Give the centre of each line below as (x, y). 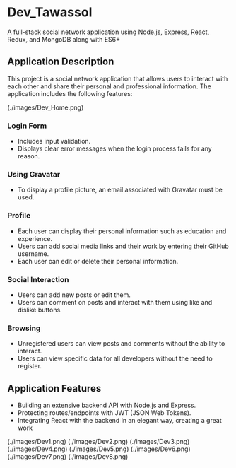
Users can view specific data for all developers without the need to (115, 358)
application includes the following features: (70, 93)
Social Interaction (38, 279)
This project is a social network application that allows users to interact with (118, 78)
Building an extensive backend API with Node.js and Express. (107, 405)
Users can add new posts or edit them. (74, 295)
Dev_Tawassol (50, 12)
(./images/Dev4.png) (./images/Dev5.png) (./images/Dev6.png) (99, 449)
